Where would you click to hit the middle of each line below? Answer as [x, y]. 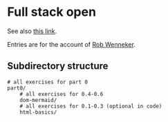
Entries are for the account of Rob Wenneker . [72, 44]
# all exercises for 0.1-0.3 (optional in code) [91, 106]
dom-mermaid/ [38, 100]
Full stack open [52, 12]
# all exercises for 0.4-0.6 [62, 94]
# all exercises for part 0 [48, 82]
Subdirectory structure [58, 66]
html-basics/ [38, 112]
